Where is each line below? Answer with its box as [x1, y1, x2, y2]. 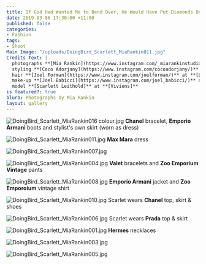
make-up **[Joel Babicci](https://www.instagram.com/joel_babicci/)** [12, 77, 196, 83]
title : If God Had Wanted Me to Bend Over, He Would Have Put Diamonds [6, 9, 193, 15]
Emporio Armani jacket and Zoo [109, 177, 191, 185]
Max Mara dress [107, 136, 149, 143]
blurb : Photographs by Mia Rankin [6, 95, 95, 101]
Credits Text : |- [6, 55, 51, 61]
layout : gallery [6, 100, 48, 106]
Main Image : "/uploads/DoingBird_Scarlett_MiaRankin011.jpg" [6, 49, 166, 55]
